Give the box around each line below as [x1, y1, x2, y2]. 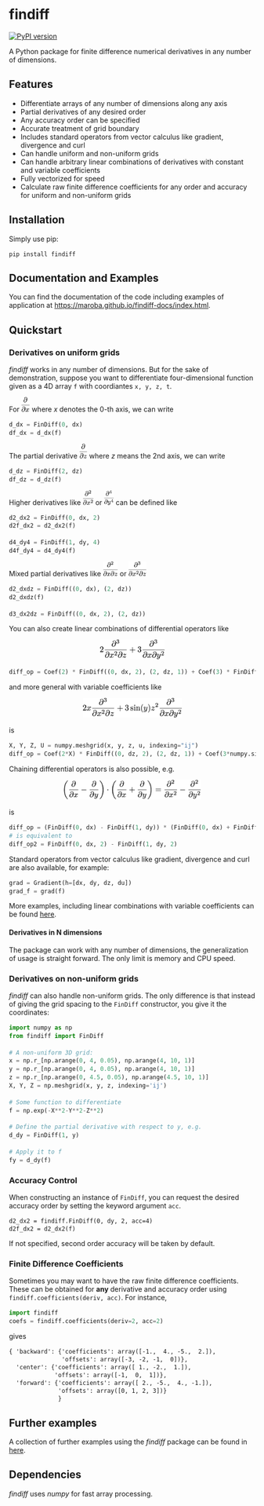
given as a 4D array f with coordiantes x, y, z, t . [9, 382, 172, 391]
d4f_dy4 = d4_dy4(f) [9, 547, 77, 555]
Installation [9, 214, 65, 227]
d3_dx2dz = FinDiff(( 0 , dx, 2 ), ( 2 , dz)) [9, 610, 146, 618]
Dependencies [9, 1468, 81, 1482]
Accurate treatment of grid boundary [20, 123, 139, 133]
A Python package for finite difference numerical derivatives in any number [9, 46, 251, 56]
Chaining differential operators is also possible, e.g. [9, 764, 175, 774]
